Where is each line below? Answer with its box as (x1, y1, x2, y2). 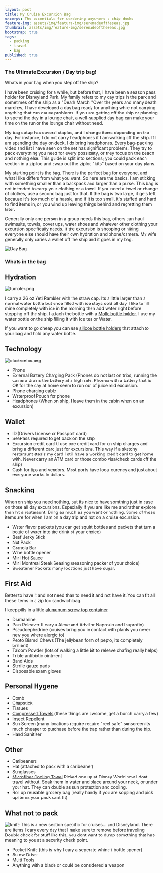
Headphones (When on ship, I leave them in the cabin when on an (12, 398, 145, 404)
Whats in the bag (5, 258, 46, 265)
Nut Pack (12, 539, 31, 545)
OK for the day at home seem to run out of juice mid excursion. (12, 383, 139, 389)
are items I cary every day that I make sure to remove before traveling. (5, 827, 146, 833)
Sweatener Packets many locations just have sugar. (12, 565, 115, 571)
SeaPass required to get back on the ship (12, 436, 95, 441)
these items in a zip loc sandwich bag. (5, 597, 82, 603)
